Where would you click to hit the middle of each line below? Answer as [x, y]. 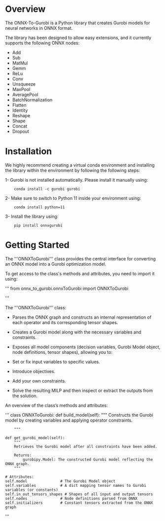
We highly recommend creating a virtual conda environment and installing [80, 165]
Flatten [19, 105]
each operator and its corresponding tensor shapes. [65, 322]
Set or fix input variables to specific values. [56, 362]
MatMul [20, 63]
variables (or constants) [32, 490]
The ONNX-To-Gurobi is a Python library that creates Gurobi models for [78, 23]
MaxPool [21, 89]
